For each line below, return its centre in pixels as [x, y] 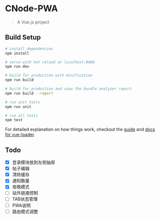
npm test [14, 120]
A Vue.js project [33, 22]
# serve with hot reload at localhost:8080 [50, 62]
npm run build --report [29, 93]
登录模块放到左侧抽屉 [33, 162]
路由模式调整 [25, 211]
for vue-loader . [20, 134]
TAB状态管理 [25, 199]
